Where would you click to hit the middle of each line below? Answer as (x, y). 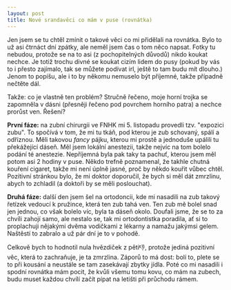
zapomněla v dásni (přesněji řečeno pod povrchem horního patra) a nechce (114, 104)
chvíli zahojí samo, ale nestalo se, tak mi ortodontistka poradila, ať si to (108, 218)
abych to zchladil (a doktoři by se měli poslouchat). (80, 183)
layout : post (26, 13)
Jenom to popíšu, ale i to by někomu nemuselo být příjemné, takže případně (115, 76)
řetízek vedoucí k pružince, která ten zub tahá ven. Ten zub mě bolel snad (112, 204)
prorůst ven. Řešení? (36, 112)
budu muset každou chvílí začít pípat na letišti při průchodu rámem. (103, 279)
